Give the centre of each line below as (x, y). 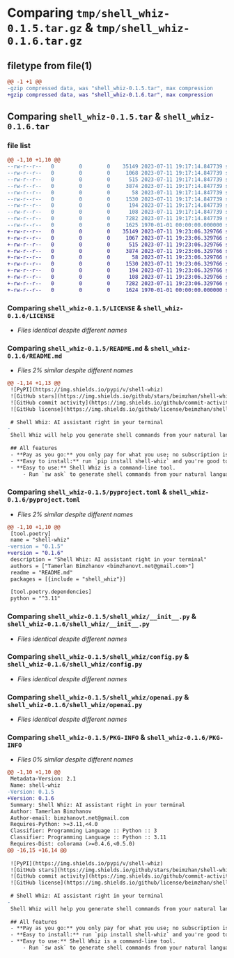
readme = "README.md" (41, 572)
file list (19, 145)
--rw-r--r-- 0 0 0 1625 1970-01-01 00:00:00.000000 (115, 225)
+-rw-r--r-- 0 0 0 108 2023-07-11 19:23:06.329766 (115, 277)
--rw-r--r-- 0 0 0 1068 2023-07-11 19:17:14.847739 (115, 173)
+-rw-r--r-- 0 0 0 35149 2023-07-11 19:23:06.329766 (115, 231)
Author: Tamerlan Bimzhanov (51, 811)
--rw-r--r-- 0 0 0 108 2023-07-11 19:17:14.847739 (115, 212)
